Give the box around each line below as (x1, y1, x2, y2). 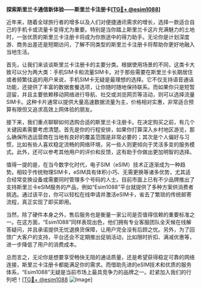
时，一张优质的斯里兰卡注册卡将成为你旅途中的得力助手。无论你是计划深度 (6, 33, 190, 41)
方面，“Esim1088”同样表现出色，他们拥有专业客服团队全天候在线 (26, 219, 187, 226)
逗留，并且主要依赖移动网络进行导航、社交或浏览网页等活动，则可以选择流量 (6, 91, 195, 98)
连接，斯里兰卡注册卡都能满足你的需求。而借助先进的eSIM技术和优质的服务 (6, 261, 192, 268)
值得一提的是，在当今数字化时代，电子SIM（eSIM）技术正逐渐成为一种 (6, 161, 181, 168)
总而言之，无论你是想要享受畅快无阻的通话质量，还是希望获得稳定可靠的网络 (6, 254, 195, 260)
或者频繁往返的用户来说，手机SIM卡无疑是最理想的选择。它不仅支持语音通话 (6, 76, 194, 83)
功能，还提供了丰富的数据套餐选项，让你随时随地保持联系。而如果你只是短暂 (6, 84, 195, 90)
